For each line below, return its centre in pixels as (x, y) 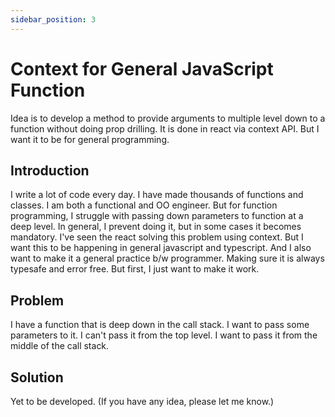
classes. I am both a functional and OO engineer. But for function (144, 205)
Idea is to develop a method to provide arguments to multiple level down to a (168, 118)
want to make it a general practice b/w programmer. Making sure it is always (167, 258)
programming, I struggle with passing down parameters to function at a (157, 216)
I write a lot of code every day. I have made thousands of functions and (157, 195)
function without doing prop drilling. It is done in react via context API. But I (165, 128)
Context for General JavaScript (142, 68)
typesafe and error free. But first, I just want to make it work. (135, 269)
